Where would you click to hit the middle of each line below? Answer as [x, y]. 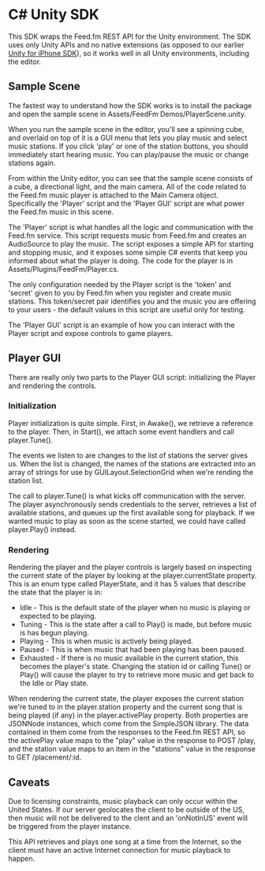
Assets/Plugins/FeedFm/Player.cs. [64, 269]
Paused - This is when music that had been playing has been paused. [132, 650]
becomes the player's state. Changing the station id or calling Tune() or [135, 666]
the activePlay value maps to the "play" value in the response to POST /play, [132, 741]
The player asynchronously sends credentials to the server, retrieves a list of [132, 504]
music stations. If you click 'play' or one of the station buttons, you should [128, 146]
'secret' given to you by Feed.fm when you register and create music [120, 292]
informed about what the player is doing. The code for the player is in [121, 260]
